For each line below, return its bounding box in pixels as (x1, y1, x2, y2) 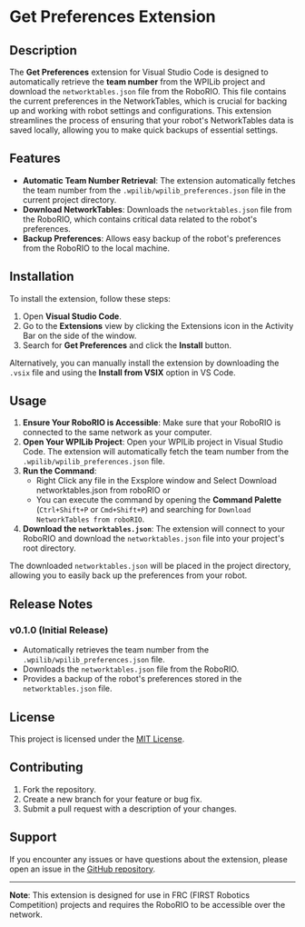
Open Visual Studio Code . (22, 311, 123, 322)
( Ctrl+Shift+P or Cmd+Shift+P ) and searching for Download (35, 504, 251, 515)
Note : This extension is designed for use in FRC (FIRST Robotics (9, 889, 251, 901)
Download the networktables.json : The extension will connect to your (22, 523, 286, 534)
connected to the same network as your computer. (22, 427, 212, 438)
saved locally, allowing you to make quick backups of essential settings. (9, 125, 279, 135)
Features (9, 151, 61, 166)
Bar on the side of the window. (22, 330, 137, 341)
